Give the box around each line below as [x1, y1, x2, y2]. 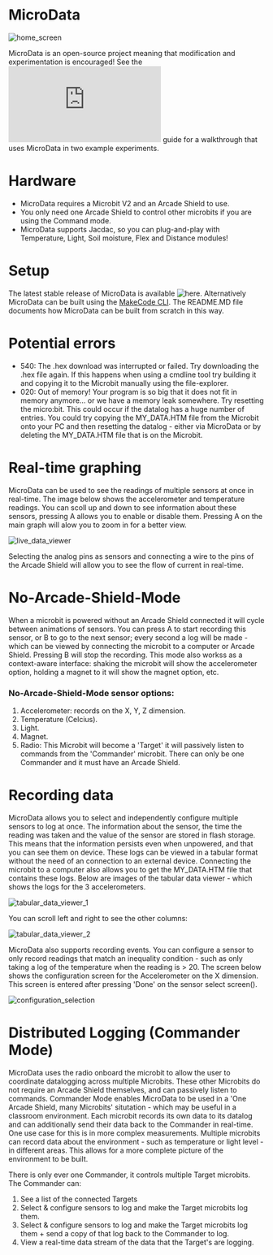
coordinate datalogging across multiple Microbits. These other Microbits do [8, 1076, 261, 1086]
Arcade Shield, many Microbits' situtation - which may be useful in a [8, 1102, 237, 1112]
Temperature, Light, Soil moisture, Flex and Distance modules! [19, 233, 229, 243]
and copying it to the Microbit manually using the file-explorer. [19, 378, 229, 387]
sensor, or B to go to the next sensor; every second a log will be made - [8, 632, 248, 643]
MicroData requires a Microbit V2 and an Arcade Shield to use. [19, 198, 230, 208]
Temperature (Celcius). [19, 714, 98, 724]
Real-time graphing [8, 458, 142, 477]
